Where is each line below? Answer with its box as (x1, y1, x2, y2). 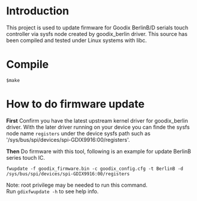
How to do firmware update (6, 98, 145, 111)
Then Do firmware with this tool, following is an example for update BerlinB (6, 148, 192, 155)
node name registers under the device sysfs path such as (6, 130, 151, 137)
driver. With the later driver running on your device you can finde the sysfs (6, 123, 190, 130)
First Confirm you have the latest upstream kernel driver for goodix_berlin (6, 117, 189, 124)
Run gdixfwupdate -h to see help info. (6, 187, 99, 195)
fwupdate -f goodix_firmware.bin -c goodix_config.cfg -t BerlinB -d (6, 166, 184, 172)
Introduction (6, 4, 69, 18)
